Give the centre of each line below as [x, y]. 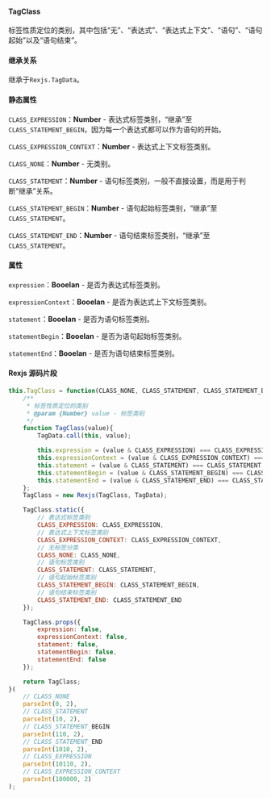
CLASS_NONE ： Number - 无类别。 [62, 163]
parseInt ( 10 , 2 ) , [52, 719]
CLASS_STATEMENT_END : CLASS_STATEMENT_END [110, 600]
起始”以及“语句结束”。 [45, 40]
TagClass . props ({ [52, 622]
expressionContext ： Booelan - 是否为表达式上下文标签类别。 [110, 302]
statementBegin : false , [77, 652]
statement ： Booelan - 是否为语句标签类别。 [81, 319]
